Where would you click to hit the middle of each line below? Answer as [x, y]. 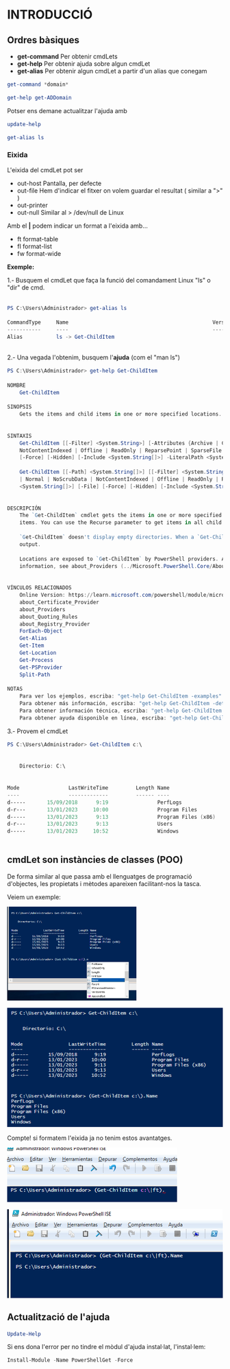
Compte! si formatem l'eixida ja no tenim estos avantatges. [90, 1138]
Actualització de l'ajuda [59, 1317]
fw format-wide [39, 253]
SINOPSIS [20, 407]
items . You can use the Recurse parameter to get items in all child [121, 523]
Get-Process [36, 660]
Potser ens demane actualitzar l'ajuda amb [67, 110]
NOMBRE [16, 385]
